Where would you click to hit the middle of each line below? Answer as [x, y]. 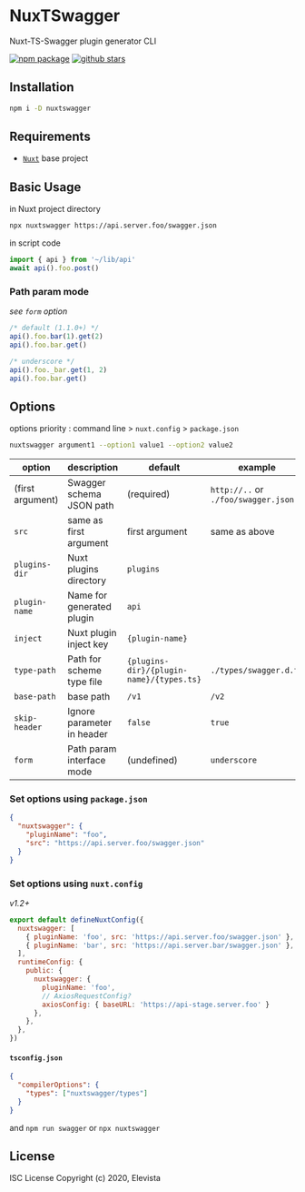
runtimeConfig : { [50, 962]
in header [88, 734]
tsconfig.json [36, 1058]
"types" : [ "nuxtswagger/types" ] [87, 1094]
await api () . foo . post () [54, 268]
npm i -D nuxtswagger [50, 108]
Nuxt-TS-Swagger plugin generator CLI [83, 41]
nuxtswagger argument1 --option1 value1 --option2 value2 [121, 445]
